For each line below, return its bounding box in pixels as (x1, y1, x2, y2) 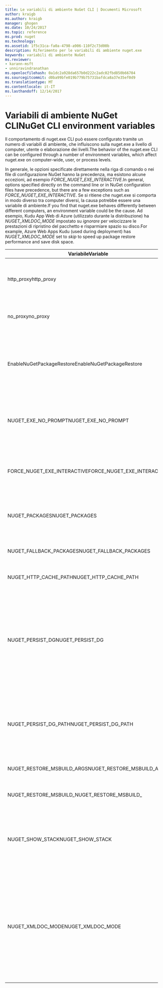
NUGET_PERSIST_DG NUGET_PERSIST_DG (7, 637, 104, 644)
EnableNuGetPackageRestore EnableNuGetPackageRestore (7, 360, 142, 367)
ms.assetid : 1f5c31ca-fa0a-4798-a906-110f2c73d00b (5, 43, 110, 48)
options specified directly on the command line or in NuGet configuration (5, 182, 151, 188)
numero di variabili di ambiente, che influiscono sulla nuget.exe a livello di (5, 141, 152, 147)
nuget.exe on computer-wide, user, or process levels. (5, 157, 112, 163)
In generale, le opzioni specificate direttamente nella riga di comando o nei (5, 166, 154, 172)
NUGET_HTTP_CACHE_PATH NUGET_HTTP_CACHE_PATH (7, 574, 139, 581)
